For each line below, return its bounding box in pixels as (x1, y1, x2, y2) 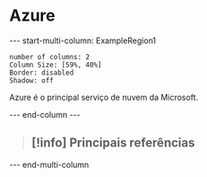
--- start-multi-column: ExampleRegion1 (9, 35, 157, 46)
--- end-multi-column (9, 159, 90, 170)
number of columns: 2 (9, 52, 91, 61)
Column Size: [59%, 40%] (9, 60, 102, 69)
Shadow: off (9, 75, 54, 85)
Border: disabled (9, 68, 74, 77)
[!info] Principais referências (30, 136, 195, 151)
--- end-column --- (9, 109, 81, 119)
